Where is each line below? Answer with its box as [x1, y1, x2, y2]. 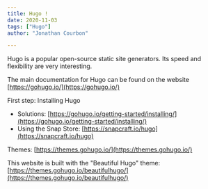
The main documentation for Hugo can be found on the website [7, 76, 190, 84]
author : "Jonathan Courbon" [7, 29, 89, 37]
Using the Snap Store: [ [17, 124, 85, 133]
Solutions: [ [17, 110, 50, 118]
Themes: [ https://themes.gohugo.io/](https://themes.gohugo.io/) [7, 145, 193, 154]
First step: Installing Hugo [7, 97, 81, 105]
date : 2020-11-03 [7, 17, 58, 24]
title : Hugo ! [7, 10, 49, 17]
